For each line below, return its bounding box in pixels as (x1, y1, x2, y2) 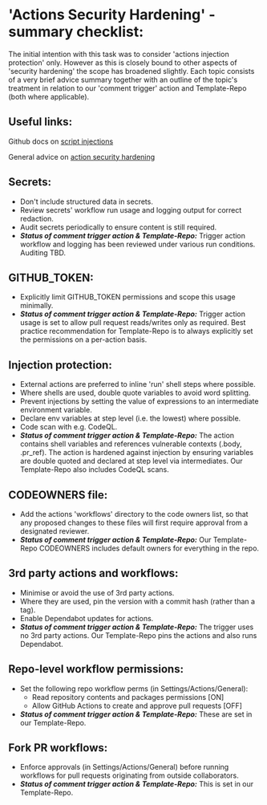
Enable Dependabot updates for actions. (19, 613, 154, 623)
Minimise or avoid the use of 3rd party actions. (19, 587, 175, 597)
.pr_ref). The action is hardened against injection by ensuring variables (19, 448, 254, 457)
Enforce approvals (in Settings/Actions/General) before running (19, 762, 229, 772)
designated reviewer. (19, 527, 90, 535)
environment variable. (19, 405, 92, 415)
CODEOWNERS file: (8, 488, 108, 502)
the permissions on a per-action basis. (19, 335, 148, 344)
